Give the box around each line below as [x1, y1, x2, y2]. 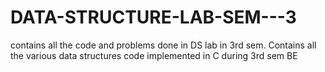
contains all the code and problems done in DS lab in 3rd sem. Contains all [10, 39, 317, 51]
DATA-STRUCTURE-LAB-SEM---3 [10, 6, 297, 29]
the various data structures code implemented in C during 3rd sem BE [10, 49, 298, 61]
